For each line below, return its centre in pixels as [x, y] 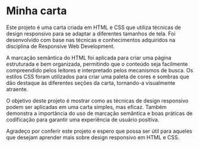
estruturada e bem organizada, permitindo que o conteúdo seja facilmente [97, 64]
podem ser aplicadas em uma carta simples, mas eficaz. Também [86, 107]
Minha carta [37, 11]
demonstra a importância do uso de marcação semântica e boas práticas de [99, 113]
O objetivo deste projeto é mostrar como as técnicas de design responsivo [97, 100]
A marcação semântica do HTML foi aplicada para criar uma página [89, 57]
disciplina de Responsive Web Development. [61, 46]
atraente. [17, 89]
